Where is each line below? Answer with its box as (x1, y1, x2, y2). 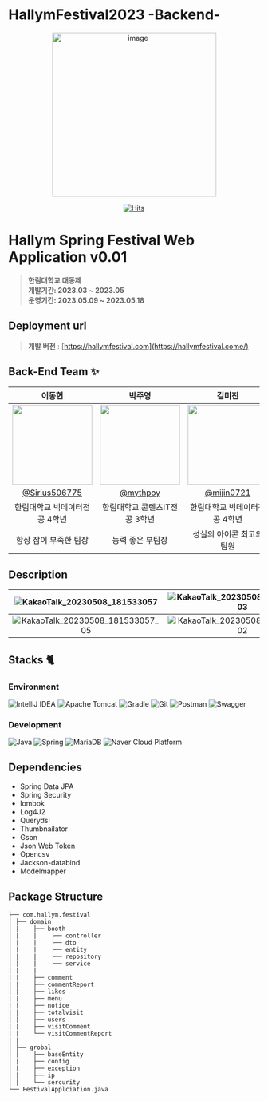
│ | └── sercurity (8, 1078, 81, 1087)
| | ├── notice (8, 1001, 69, 1009)
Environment (8, 681, 60, 692)
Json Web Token (19, 841, 76, 851)
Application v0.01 (8, 248, 128, 267)
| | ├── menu (8, 994, 62, 1003)
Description (8, 568, 68, 581)
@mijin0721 (204, 487, 251, 498)
